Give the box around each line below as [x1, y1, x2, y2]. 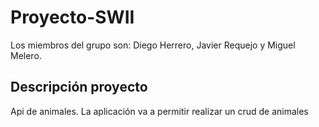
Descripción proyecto [10, 79, 148, 96]
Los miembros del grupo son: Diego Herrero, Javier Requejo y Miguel [10, 39, 296, 51]
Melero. [10, 49, 42, 61]
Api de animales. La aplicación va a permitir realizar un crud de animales [10, 105, 309, 117]
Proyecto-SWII [10, 6, 135, 29]
